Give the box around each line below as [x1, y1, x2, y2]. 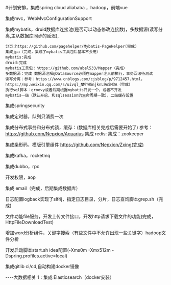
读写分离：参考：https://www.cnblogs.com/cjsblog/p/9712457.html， [5, 76, 145, 82]
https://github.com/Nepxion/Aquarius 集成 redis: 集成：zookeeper [5, 131, 144, 137]
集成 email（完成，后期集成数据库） [5, 185, 81, 191]
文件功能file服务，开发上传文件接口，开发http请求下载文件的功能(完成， [5, 213, 156, 219]
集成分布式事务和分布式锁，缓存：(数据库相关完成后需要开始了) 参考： [5, 125, 153, 130]
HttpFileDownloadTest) [5, 219, 54, 225]
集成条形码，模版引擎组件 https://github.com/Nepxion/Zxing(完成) [5, 141, 144, 148]
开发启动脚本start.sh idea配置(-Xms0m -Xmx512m [5, 247, 111, 253]
